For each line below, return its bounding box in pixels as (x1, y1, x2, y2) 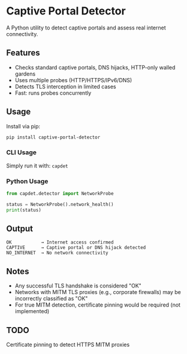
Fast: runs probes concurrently (14, 89, 92, 97)
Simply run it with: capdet (6, 162, 68, 169)
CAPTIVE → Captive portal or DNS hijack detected (6, 245, 146, 251)
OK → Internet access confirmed (6, 239, 114, 245)
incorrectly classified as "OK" (14, 295, 88, 302)
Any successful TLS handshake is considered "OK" (14, 282, 142, 289)
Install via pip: (6, 122, 41, 130)
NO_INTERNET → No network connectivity (6, 250, 109, 256)
